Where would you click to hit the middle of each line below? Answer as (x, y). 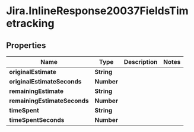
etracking (30, 23)
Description (141, 62)
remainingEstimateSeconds (49, 101)
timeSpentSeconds (37, 120)
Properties (26, 45)
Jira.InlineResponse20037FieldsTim (97, 11)
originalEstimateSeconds (45, 81)
